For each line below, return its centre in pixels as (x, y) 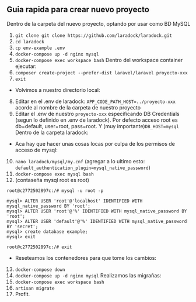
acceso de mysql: (36, 150)
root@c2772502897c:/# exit (39, 247)
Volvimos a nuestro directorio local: (58, 90)
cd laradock (29, 42)
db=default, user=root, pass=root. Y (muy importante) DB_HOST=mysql (97, 126)
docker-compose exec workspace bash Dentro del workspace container (99, 60)
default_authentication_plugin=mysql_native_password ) (83, 167)
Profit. (22, 294)
